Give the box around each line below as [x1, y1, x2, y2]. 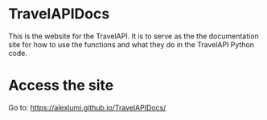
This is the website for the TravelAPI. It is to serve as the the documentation [8, 31, 259, 41]
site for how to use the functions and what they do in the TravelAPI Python [8, 39, 255, 49]
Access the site [8, 77, 114, 94]
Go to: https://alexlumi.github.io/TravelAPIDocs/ [8, 102, 166, 112]
